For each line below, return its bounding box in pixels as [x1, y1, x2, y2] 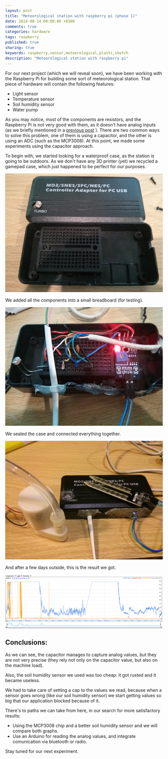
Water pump [12, 106, 38, 112]
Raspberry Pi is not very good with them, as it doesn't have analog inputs [5, 121, 156, 128]
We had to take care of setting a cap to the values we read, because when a [5, 687, 162, 693]
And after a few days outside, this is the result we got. [5, 564, 116, 570]
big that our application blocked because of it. [5, 698, 100, 704]
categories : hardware [5, 29, 50, 35]
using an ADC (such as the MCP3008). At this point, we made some [5, 138, 145, 144]
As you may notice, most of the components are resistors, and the [5, 116, 141, 122]
